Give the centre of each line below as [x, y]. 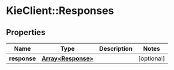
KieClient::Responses [60, 11]
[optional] [151, 58]
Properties [26, 32]
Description [116, 49]
